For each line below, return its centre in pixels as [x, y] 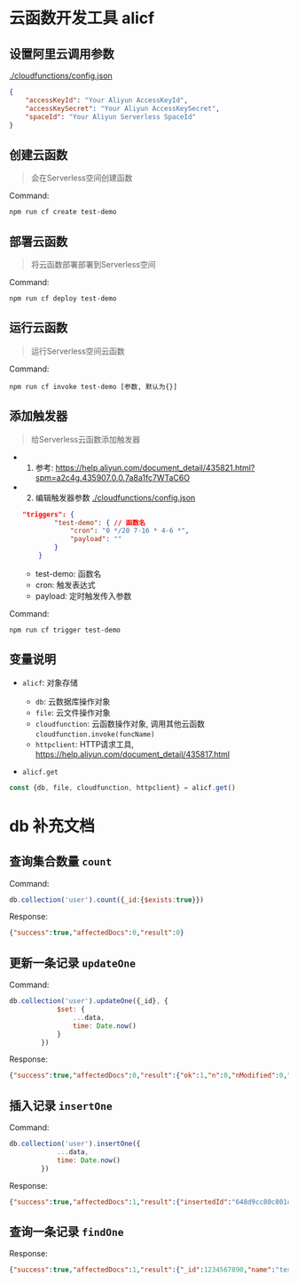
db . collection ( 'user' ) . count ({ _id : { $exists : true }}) [106, 900]
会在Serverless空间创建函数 [82, 178]
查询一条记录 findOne [67, 1231]
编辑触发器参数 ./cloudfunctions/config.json [115, 498]
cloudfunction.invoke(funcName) [95, 734]
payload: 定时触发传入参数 [83, 595]
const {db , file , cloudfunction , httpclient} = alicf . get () [123, 787]
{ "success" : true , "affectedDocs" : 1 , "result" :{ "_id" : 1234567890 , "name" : [142, 1270]
